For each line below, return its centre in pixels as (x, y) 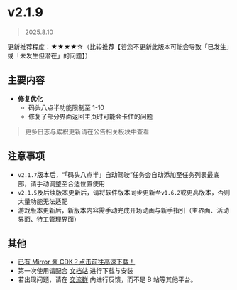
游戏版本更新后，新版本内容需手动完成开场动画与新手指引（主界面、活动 (123, 210)
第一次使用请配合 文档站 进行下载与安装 (75, 271)
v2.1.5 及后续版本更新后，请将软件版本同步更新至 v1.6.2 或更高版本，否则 (124, 192)
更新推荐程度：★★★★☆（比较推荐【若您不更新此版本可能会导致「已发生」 (118, 46)
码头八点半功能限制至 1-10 (66, 107)
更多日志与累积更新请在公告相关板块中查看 (87, 131)
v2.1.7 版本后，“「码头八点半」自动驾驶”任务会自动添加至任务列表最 (116, 174)
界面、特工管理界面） (49, 219)
